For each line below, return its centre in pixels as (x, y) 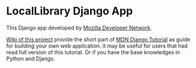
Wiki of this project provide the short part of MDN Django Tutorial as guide (98, 39)
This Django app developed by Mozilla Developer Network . (79, 28)
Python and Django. (31, 58)
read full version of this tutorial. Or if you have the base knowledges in (93, 52)
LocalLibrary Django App (70, 11)
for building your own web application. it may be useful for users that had (97, 46)
